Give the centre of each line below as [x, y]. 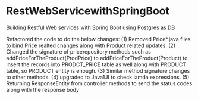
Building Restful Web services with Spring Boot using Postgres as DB [91, 27]
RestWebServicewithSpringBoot [88, 11]
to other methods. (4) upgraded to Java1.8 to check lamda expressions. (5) [98, 77]
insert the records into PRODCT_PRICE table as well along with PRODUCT [96, 64]
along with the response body [43, 89]
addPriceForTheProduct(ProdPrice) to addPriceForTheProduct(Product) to [97, 58]
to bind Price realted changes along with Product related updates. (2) [91, 45]
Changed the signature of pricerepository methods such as [79, 51]
